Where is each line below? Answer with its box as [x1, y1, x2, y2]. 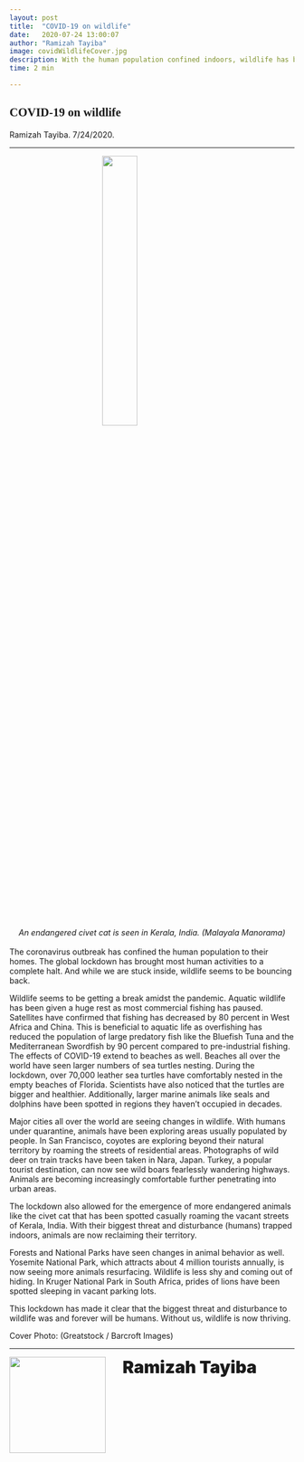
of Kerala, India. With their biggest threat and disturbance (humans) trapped [9, 1220, 292, 1230]
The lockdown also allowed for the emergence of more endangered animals [9, 1201, 291, 1211]
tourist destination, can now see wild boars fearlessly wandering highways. [9, 1163, 290, 1174]
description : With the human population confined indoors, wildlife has [9, 55, 290, 64]
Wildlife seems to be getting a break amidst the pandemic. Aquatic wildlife [9, 992, 286, 1003]
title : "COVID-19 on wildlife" [9, 22, 131, 31]
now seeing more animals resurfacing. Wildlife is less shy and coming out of [9, 1266, 293, 1277]
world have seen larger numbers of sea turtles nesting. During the [9, 1059, 255, 1070]
